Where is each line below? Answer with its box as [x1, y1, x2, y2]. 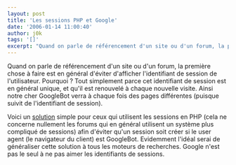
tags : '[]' [7, 36, 39, 43]
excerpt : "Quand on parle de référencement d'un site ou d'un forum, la [7, 43, 225, 50]
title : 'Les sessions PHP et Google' [7, 17, 118, 24]
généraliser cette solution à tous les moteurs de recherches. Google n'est [7, 143, 220, 150]
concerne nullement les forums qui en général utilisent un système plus [7, 120, 214, 128]
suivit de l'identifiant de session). [7, 99, 103, 107]
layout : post [7, 10, 46, 17]
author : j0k [7, 29, 42, 37]
